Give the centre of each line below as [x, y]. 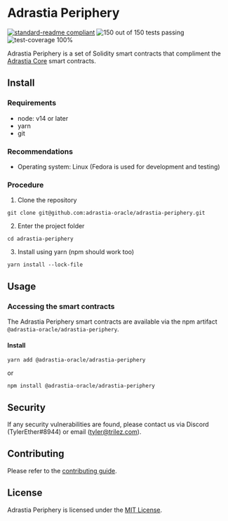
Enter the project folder [51, 226]
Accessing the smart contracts [61, 306]
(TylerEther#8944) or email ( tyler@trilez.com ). [74, 431]
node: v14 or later [43, 118]
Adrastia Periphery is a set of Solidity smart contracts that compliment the [114, 53]
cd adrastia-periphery [40, 239]
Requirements [32, 103]
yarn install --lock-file [45, 265]
